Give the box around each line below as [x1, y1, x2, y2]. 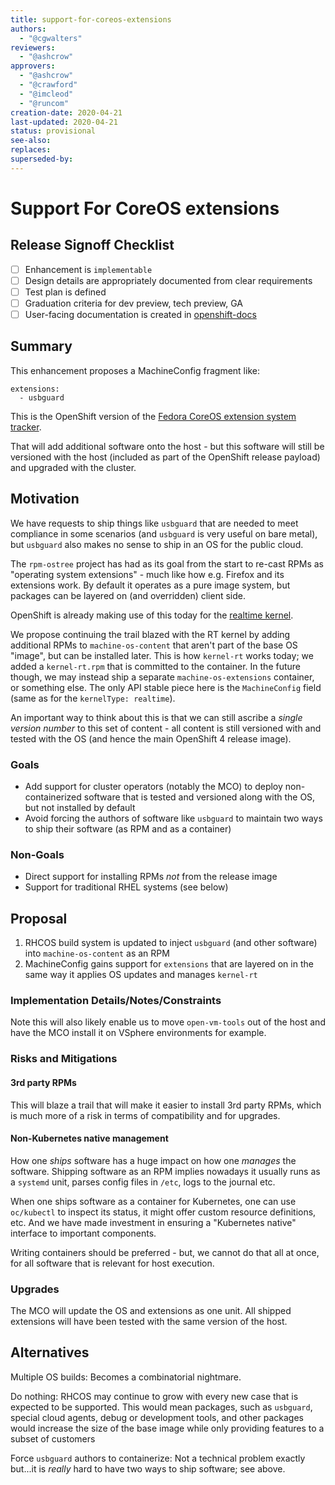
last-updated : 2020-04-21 [10, 117, 118, 127]
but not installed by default [24, 801, 136, 813]
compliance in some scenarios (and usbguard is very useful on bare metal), [10, 527, 318, 540]
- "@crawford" [19, 80, 78, 90]
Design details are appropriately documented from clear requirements [24, 274, 313, 286]
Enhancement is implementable [24, 263, 153, 275]
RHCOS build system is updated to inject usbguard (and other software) [24, 937, 318, 949]
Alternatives [10, 1344, 90, 1361]
